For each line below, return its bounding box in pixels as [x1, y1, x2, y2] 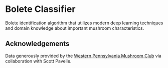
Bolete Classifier [5, 3, 76, 15]
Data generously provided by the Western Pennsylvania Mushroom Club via [5, 53, 161, 59]
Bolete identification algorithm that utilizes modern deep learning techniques [5, 20, 163, 26]
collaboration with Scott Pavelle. [5, 58, 72, 64]
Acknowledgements [5, 40, 70, 48]
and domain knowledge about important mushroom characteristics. [5, 25, 144, 31]
